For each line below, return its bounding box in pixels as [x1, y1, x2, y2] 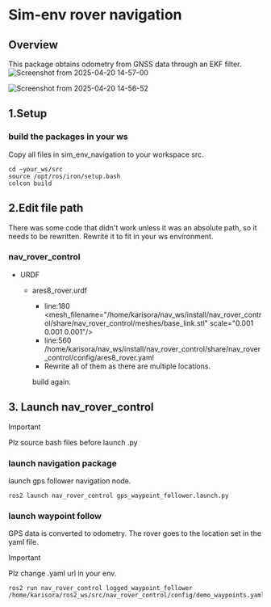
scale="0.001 [209, 318, 254, 328]
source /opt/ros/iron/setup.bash [8, 172, 121, 180]
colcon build [8, 179, 52, 188]
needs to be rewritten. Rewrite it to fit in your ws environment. [8, 231, 214, 241]
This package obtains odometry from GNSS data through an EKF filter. [8, 59, 242, 69]
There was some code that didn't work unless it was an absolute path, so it [8, 222, 257, 232]
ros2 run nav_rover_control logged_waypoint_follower [8, 584, 194, 592]
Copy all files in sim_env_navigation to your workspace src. [8, 150, 204, 159]
